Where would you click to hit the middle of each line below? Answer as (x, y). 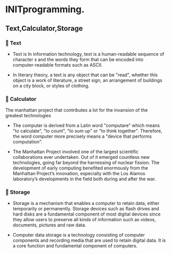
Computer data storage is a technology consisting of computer (79, 235)
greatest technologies (28, 116)
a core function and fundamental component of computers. (75, 246)
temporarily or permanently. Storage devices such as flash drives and (86, 209)
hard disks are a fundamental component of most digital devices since (87, 214)
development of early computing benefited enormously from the (80, 168)
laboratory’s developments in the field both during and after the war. (84, 179)
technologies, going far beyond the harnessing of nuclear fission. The (86, 163)
